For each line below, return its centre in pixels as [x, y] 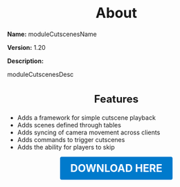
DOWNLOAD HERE [116, 168]
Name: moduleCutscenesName [52, 34]
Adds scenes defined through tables [69, 125]
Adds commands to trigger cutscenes [71, 139]
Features [116, 99]
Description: [25, 61]
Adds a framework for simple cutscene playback [86, 117]
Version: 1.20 [27, 48]
